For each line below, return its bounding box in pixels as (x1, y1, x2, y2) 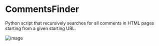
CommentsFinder (5, 3, 79, 15)
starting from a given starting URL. (5, 25, 76, 31)
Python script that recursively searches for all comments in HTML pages (5, 20, 154, 26)
